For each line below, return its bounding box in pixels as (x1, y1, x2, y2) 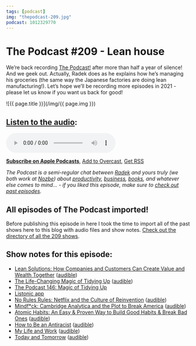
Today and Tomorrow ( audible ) (14, 333, 89, 340)
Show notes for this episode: (6, 249, 113, 259)
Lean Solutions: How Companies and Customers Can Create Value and (14, 265, 185, 272)
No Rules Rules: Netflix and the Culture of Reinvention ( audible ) (14, 296, 167, 303)
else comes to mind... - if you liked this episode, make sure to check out (6, 181, 179, 189)
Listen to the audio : (6, 117, 78, 127)
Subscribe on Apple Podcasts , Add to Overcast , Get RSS (6, 157, 144, 165)
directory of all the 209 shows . (6, 232, 80, 239)
